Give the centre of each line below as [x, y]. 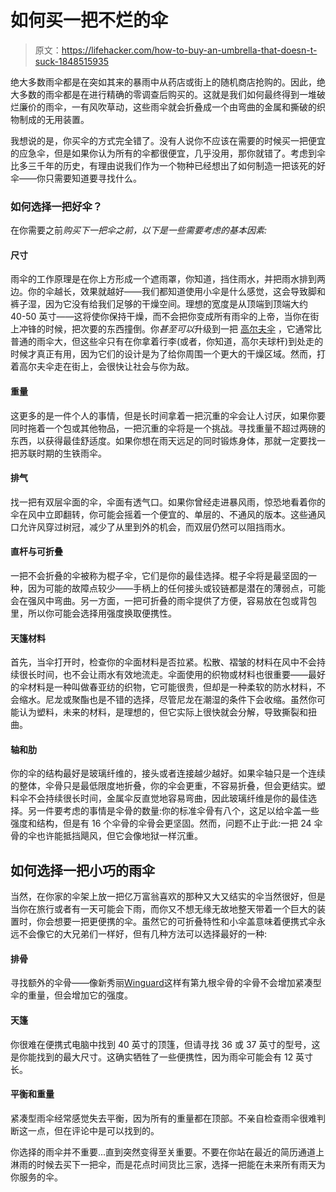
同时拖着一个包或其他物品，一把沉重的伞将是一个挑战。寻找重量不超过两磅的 [168, 428]
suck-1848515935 [71, 61]
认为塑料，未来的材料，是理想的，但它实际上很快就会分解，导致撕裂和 [163, 712]
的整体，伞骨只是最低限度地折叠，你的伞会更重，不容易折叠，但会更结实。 [163, 786]
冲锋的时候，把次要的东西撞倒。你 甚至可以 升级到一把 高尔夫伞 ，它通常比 [170, 329]
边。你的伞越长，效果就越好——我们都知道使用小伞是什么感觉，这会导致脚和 [168, 292]
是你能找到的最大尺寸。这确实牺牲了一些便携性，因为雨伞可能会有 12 [152, 1057]
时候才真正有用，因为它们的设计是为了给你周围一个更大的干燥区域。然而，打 [168, 354]
